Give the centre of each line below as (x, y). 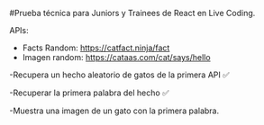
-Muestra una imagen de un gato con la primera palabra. (114, 111)
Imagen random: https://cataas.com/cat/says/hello (116, 57)
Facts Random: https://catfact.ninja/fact (96, 48)
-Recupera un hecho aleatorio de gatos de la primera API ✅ (119, 75)
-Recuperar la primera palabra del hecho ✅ (89, 93)
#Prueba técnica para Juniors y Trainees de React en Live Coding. (132, 13)
